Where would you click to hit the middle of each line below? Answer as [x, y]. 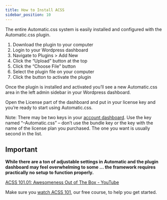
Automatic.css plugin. [28, 35]
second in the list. [24, 133]
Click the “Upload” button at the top [50, 61]
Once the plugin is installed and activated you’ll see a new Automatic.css [81, 87]
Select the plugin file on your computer [53, 71]
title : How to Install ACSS [35, 10]
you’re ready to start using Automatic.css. [49, 107]
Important [21, 149]
